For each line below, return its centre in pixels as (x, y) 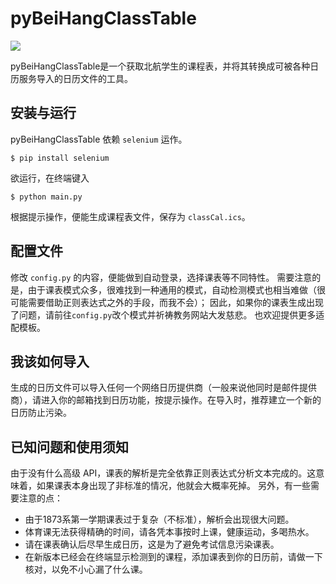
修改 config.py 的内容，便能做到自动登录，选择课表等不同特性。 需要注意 (161, 277)
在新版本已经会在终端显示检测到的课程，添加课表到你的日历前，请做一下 (173, 557)
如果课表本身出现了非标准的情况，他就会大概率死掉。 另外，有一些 (173, 486)
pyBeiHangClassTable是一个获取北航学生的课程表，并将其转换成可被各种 (160, 66)
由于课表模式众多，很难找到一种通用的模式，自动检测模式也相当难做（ (172, 289)
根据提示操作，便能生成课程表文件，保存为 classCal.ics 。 (130, 216)
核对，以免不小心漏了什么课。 (86, 569)
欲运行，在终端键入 (50, 178)
